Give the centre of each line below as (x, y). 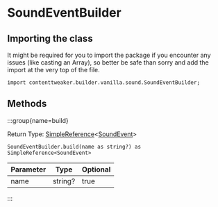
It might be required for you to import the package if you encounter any (109, 55)
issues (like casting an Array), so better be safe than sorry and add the (108, 63)
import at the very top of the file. (53, 70)
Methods (27, 104)
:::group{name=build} (38, 120)
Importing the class (50, 39)
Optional (97, 169)
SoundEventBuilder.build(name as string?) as (74, 147)
